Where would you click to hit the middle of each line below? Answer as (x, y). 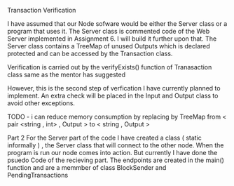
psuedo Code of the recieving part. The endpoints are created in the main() (116, 160)
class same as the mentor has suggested (67, 74)
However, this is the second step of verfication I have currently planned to (114, 88)
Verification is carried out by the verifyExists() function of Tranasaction (110, 67)
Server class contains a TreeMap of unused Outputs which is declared (109, 46)
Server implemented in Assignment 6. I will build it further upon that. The (112, 39)
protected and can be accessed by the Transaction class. (90, 53)
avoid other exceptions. (41, 103)
